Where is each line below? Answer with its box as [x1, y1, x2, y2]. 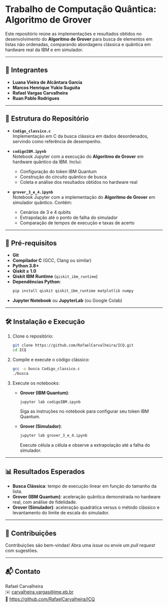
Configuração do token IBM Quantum [19, 168, 97, 174]
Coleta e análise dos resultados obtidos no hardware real [19, 179, 137, 185]
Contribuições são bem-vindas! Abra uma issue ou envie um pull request [5, 542, 155, 548]
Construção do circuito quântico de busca [19, 174, 107, 180]
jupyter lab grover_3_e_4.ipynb [19, 433, 87, 438]
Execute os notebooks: [12, 380, 60, 386]
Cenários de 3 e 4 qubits [19, 209, 71, 215]
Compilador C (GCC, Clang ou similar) [12, 257, 91, 263]
